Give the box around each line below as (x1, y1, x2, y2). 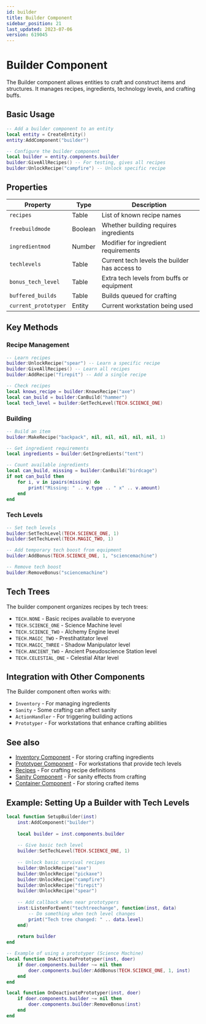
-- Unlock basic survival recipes (17, 859, 105, 866)
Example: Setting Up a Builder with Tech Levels (6, 797, 190, 808)
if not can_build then (6, 473, 64, 479)
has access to (101, 263, 142, 272)
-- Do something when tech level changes (28, 910, 136, 917)
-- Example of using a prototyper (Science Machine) (6, 950, 144, 956)
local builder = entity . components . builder (6, 154, 120, 160)
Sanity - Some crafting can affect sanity (15, 707, 117, 714)
